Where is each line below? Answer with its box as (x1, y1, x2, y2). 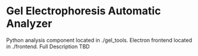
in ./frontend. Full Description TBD (6, 43, 90, 50)
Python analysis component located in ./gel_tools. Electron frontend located (6, 36, 193, 43)
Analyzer (6, 17, 52, 30)
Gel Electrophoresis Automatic (6, 4, 161, 18)
